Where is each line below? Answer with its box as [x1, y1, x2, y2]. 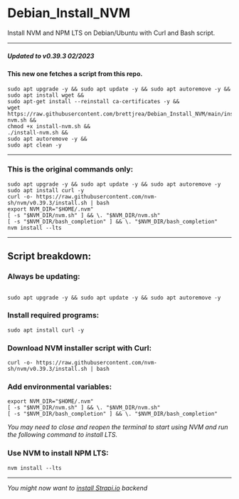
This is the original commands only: [7, 164, 134, 174]
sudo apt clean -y [7, 141, 62, 149]
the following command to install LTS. [7, 431, 118, 439]
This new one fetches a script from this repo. [7, 69, 143, 78]
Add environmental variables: [7, 382, 112, 392]
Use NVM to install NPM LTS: [7, 448, 109, 458]
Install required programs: [7, 310, 100, 320]
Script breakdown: [7, 251, 92, 263]
